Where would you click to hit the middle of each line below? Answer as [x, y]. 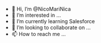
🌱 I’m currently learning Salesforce [53, 21]
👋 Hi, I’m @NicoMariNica [41, 9]
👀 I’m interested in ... [36, 15]
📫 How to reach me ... [39, 34]
